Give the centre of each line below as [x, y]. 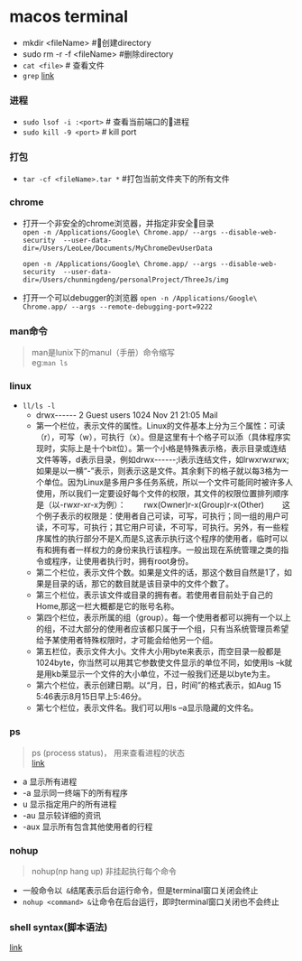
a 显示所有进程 [50, 781]
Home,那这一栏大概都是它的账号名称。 [105, 606]
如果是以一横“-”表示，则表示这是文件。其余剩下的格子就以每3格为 [158, 471]
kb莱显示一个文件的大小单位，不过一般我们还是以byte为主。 [161, 674]
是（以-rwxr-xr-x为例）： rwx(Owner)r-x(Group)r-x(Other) [150, 505]
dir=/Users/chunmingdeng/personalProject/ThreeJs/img [125, 280]
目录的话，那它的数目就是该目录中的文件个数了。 [143, 584]
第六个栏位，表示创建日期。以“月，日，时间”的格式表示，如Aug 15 [159, 685]
